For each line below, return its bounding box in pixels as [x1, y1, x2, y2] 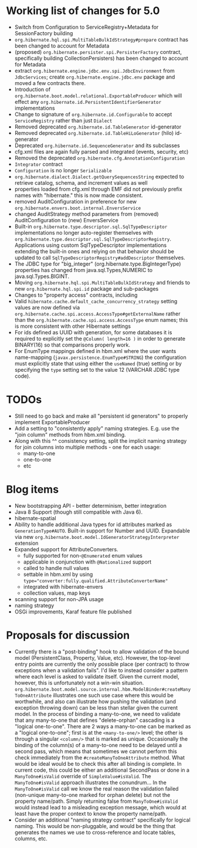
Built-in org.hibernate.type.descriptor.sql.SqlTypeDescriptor [14, 223, 168, 230]
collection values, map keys [23, 589, 91, 596]
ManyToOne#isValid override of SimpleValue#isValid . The [14, 772, 151, 779]
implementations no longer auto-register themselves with [14, 229, 154, 236]
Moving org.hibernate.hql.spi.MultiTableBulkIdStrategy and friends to [14, 279, 191, 286]
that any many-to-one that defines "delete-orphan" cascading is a [14, 717, 175, 724]
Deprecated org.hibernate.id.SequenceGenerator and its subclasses [14, 142, 180, 149]
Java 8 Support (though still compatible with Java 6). [14, 508, 142, 515]
